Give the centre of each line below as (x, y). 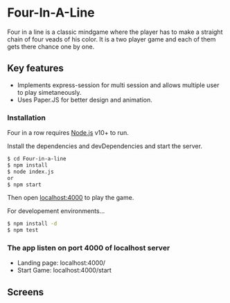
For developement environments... (56, 211)
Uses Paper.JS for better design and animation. (85, 100)
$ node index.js (30, 172)
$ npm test (23, 230)
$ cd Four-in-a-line (37, 159)
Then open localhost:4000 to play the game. (71, 198)
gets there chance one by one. (51, 46)
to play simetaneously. (49, 92)
